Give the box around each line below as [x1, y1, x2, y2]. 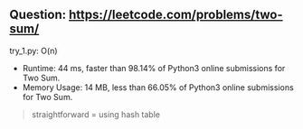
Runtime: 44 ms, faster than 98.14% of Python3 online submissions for [22, 62, 286, 73]
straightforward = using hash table [31, 108, 161, 120]
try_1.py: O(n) [9, 45, 58, 56]
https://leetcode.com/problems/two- [68, 7, 283, 23]
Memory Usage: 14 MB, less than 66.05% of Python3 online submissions [22, 81, 294, 93]
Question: [9, 7, 67, 23]
